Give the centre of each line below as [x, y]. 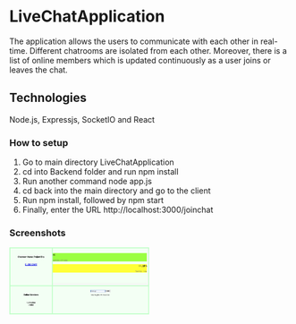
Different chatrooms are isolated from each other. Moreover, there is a [159, 50]
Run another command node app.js [87, 182]
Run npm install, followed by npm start [93, 200]
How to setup [39, 142]
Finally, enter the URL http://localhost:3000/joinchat [118, 210]
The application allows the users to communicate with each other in [134, 41]
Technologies [48, 98]
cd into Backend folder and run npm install [100, 172]
